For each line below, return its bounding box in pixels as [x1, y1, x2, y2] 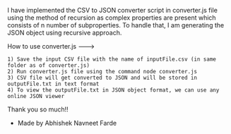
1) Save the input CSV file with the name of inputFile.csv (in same [7, 56, 217, 63]
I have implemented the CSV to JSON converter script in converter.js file [7, 6, 218, 14]
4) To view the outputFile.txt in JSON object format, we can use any [7, 87, 220, 94]
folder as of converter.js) [7, 62, 90, 69]
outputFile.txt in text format [7, 80, 100, 87]
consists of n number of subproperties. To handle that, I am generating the [7, 21, 225, 29]
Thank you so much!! [7, 105, 69, 114]
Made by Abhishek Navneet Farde [17, 119, 117, 127]
